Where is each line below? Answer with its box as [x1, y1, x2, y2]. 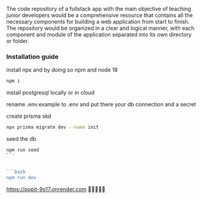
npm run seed [6, 147, 39, 153]
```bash [6, 169, 26, 175]
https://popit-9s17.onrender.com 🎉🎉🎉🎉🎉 [6, 185, 106, 193]
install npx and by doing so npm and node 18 [6, 66, 118, 73]
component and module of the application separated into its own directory [6, 31, 192, 38]
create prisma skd [6, 112, 52, 120]
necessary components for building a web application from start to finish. [6, 18, 190, 25]
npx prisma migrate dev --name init [6, 124, 99, 130]
